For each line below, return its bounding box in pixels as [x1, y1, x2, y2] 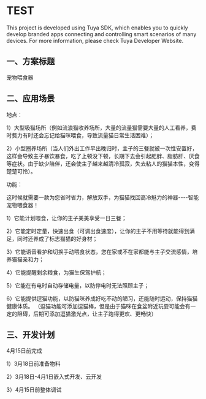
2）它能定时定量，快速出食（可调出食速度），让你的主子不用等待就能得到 [6, 227, 190, 235]
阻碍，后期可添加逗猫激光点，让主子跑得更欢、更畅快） [17, 310, 157, 317]
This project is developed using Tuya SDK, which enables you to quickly [6, 24, 188, 31]
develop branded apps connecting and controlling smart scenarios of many [6, 30, 197, 37]
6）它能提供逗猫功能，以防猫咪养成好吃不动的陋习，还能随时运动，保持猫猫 [6, 295, 198, 302]
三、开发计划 [6, 329, 55, 340]
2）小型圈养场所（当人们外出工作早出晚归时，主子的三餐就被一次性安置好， [6, 145, 198, 152]
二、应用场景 [6, 93, 55, 104]
